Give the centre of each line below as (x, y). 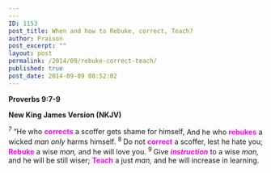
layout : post (30, 53)
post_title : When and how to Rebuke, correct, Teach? (101, 31)
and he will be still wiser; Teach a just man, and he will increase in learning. (134, 160)
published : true (36, 69)
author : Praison (36, 38)
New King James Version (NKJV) (65, 115)
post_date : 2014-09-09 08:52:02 (63, 76)
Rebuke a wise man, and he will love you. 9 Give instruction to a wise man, (133, 150)
